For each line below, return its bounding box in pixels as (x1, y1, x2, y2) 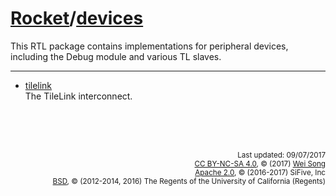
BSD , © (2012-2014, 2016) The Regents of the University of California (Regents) (52, 176, 326, 186)
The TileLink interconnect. (24, 90, 133, 102)
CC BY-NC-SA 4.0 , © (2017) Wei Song (194, 158, 326, 169)
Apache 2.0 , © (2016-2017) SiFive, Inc (194, 167, 326, 177)
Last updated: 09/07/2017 (237, 150, 326, 160)
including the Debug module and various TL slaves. (10, 50, 222, 62)
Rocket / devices (10, 7, 144, 30)
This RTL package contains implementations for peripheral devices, (10, 40, 289, 52)
